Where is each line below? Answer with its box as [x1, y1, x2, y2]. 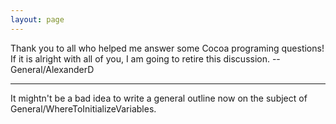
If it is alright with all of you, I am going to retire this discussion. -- [10, 52, 281, 65]
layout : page [10, 14, 65, 25]
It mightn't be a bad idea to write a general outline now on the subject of [10, 92, 308, 104]
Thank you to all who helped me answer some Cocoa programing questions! [10, 42, 325, 54]
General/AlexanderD [10, 63, 95, 75]
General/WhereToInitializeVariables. [10, 102, 157, 115]
